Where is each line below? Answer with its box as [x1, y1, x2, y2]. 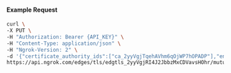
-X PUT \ [6, 28, 32, 34]
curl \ [6, 21, 26, 28]
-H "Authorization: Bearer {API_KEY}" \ [6, 33, 125, 41]
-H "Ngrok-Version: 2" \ [6, 46, 78, 53]
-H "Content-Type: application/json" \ [6, 40, 121, 47]
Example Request [6, 6, 58, 14]
